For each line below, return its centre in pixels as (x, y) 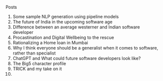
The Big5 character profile (39, 64)
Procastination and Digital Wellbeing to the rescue (63, 37)
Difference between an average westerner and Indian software (76, 27)
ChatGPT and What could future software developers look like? (77, 58)
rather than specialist (34, 53)
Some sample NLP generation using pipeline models (66, 16)
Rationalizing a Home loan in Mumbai (50, 43)
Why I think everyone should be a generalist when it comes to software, (85, 48)
